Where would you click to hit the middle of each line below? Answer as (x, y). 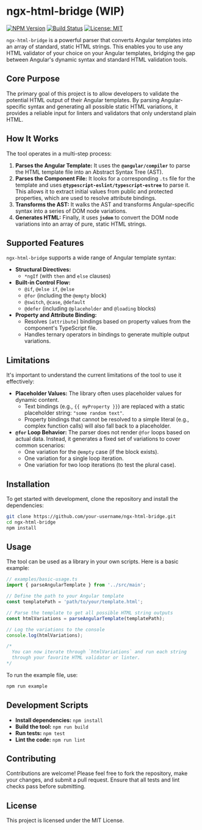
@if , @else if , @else (49, 289)
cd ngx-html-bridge (31, 522)
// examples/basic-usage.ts (42, 579)
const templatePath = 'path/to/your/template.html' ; (75, 602)
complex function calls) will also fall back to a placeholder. (98, 426)
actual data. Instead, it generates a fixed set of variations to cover (98, 439)
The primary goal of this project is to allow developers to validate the (92, 94)
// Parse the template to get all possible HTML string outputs (90, 613)
